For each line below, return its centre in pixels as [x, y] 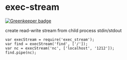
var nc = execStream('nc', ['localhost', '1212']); [60, 48]
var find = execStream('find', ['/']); [47, 44]
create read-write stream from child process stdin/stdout [63, 30]
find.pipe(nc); [21, 53]
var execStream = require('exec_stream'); [50, 39]
